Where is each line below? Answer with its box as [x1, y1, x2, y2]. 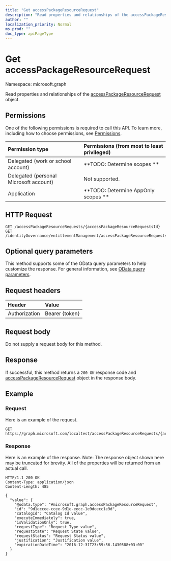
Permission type [8, 145, 49, 152]
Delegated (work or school [8, 157, 72, 164]
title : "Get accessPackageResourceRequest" [5, 7, 99, 13]
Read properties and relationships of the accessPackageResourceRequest [5, 91, 161, 97]
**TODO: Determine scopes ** [83, 161, 159, 168]
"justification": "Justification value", [14, 537, 103, 543]
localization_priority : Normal [5, 21, 72, 27]
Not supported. [83, 175, 120, 182]
